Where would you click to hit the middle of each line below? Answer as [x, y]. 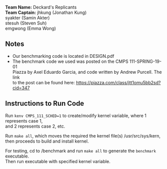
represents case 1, [24, 121]
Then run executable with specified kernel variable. [58, 161]
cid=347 [21, 88]
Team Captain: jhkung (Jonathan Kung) [46, 12]
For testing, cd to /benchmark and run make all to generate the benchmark [81, 151]
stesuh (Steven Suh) [26, 23]
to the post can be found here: [44, 82]
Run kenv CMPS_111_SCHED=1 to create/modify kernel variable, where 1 [76, 115]
